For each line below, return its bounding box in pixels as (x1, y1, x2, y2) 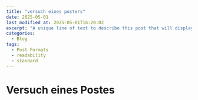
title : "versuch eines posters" (6, 8, 85, 15)
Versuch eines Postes (6, 83, 115, 96)
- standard (11, 58, 38, 64)
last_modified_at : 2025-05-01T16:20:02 (6, 19, 104, 25)
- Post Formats (11, 47, 49, 53)
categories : (6, 31, 35, 36)
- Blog (11, 36, 28, 42)
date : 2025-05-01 (6, 14, 49, 20)
